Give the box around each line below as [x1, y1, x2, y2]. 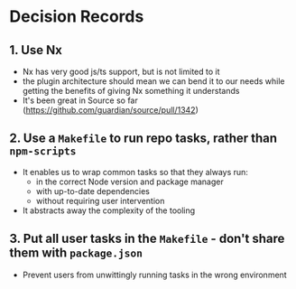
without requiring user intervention [35, 195, 165, 206]
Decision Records [9, 6, 144, 27]
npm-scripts [9, 144, 77, 158]
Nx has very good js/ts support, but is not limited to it [22, 66, 220, 77]
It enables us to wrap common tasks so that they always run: [22, 166, 248, 177]
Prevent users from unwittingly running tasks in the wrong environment [22, 269, 287, 280]
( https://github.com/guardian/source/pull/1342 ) [22, 105, 199, 115]
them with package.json [9, 246, 143, 261]
